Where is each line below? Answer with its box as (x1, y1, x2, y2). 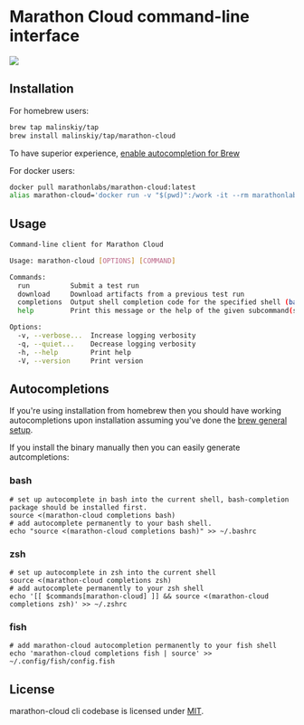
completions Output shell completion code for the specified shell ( (17, 298, 290, 307)
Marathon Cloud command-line (9, 6, 251, 27)
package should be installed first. (9, 502, 147, 512)
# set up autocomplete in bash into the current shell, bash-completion (9, 495, 290, 504)
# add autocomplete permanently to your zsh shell (9, 584, 204, 593)
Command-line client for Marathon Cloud (9, 240, 165, 250)
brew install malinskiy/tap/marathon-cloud (9, 131, 176, 140)
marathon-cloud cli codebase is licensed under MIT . (9, 706, 204, 717)
